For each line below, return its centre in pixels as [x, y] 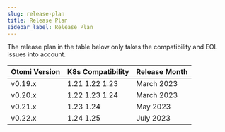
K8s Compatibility [98, 72]
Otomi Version [36, 72]
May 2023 [154, 107]
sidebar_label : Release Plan [50, 27]
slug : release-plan [36, 14]
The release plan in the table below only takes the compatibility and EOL [112, 47]
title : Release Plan [38, 20]
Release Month [162, 72]
